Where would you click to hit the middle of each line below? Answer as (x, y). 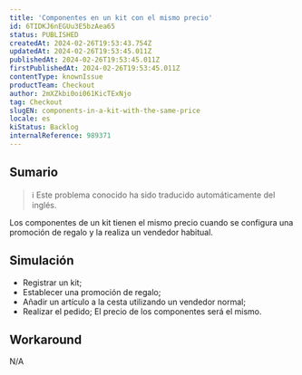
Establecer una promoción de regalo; (92, 292)
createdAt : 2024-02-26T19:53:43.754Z (81, 43)
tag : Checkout (36, 102)
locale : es (30, 119)
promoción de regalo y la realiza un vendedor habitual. (111, 232)
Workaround (46, 339)
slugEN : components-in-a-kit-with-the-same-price (105, 111)
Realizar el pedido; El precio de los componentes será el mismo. (142, 311)
